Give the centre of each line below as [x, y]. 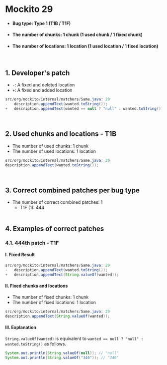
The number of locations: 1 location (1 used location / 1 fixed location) [85, 46]
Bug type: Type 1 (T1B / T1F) [42, 23]
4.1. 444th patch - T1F [32, 243]
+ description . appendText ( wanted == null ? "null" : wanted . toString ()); [85, 109]
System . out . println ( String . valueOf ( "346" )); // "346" [62, 358]
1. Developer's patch [38, 73]
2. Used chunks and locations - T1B [61, 134]
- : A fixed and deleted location [43, 85]
